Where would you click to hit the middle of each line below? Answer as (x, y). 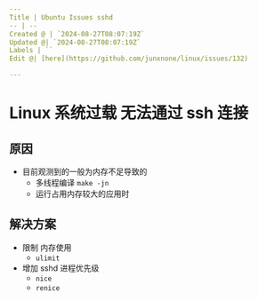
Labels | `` (31, 51)
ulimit (48, 258)
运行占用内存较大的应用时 (82, 193)
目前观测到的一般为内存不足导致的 (85, 171)
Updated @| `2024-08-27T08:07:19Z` (75, 42)
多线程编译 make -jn (72, 182)
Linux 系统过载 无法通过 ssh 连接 (129, 113)
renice (48, 288)
